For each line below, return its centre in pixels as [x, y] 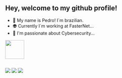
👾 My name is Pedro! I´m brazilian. [48, 20]
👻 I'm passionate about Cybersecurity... [53, 33]
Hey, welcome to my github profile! [61, 8]
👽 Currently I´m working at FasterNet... [53, 26]
